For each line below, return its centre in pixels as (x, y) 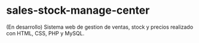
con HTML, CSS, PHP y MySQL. (45, 33)
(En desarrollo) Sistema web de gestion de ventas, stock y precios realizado (100, 27)
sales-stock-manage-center (78, 10)
